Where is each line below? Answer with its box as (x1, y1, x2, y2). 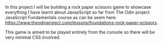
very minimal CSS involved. (5, 34, 61, 40)
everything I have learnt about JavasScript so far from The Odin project (5, 9, 150, 15)
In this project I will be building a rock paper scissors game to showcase (5, 4, 152, 10)
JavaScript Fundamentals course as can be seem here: (5, 15, 117, 20)
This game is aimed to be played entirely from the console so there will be (5, 29, 155, 35)
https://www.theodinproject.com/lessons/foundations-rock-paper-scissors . (5, 20, 159, 25)
